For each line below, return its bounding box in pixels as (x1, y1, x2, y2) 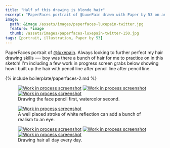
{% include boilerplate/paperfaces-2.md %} (5, 75, 97, 81)
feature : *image (10, 26, 44, 31)
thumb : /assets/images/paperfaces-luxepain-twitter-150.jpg (10, 31, 139, 36)
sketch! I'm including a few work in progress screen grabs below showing (5, 60, 159, 66)
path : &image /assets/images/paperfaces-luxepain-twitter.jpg (10, 21, 144, 27)
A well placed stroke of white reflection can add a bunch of (18, 111, 141, 117)
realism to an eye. (18, 116, 55, 122)
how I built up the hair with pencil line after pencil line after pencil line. (5, 65, 151, 71)
